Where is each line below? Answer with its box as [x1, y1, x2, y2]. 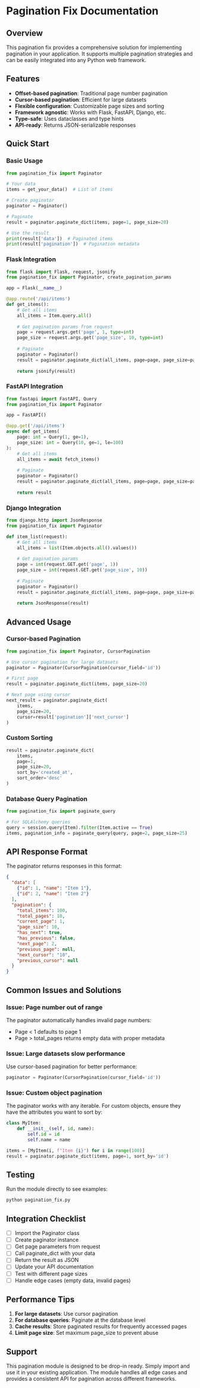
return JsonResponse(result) [17, 600, 89, 606]
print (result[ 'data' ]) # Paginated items [6, 235, 113, 241]
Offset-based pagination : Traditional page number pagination [14, 90, 168, 97]
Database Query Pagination [6, 795, 87, 803]
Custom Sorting [6, 734, 53, 742]
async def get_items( [6, 428, 60, 434]
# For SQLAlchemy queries [6, 819, 70, 825]
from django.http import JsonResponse [6, 517, 102, 523]
